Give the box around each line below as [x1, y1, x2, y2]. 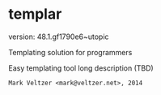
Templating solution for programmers [8, 47, 133, 57]
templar [8, 5, 62, 24]
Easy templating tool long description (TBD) [8, 63, 154, 73]
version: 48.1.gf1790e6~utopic [8, 32, 109, 41]
